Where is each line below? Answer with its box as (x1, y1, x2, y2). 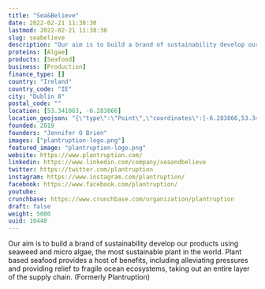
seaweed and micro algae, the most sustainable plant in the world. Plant (8, 247, 242, 257)
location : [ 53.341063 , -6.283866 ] (8, 107, 122, 115)
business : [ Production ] (8, 63, 87, 71)
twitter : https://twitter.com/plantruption (8, 166, 154, 174)
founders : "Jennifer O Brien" (8, 129, 108, 137)
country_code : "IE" (8, 84, 73, 93)
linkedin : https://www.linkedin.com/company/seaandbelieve (8, 159, 207, 167)
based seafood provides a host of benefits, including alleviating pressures (8, 256, 248, 265)
